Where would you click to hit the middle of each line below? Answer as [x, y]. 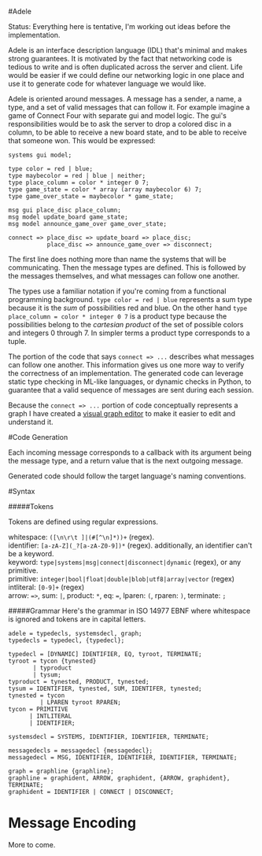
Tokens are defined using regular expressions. [83, 522]
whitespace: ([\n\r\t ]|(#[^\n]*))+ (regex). [81, 537]
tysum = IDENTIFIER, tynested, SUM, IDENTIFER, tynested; [105, 688]
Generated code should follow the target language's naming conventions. [127, 476]
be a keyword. [31, 553]
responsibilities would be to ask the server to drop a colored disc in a [120, 124]
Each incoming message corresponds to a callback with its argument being [130, 452]
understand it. [31, 422]
